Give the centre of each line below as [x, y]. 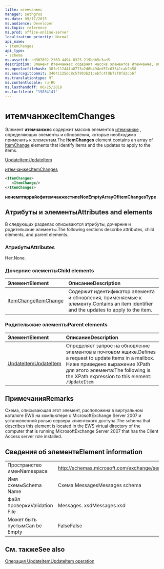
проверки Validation [30, 506]
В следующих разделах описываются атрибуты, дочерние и [68, 224]
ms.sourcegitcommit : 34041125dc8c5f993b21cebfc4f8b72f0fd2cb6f [71, 74]
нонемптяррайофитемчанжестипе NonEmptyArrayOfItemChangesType [81, 197]
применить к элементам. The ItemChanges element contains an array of [79, 140]
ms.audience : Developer [29, 23]
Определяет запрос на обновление [108, 345]
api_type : [15, 51]
